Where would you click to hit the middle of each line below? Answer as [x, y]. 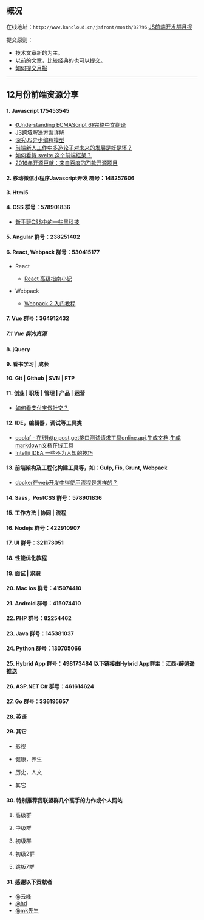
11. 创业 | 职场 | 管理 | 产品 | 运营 [46, 393]
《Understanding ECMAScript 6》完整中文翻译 [70, 125]
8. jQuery [18, 349]
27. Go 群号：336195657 [38, 701]
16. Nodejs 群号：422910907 [43, 528]
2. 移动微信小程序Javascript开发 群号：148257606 [70, 178]
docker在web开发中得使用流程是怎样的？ [66, 482]
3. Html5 [17, 192]
